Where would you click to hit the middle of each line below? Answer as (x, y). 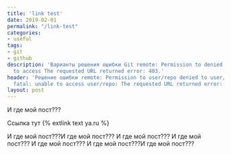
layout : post (26, 90)
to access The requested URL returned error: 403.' (89, 71)
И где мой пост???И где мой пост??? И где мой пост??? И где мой (104, 136)
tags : (15, 45)
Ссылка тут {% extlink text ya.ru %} (58, 123)
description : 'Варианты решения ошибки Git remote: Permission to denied (115, 65)
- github (20, 58)
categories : (24, 33)
